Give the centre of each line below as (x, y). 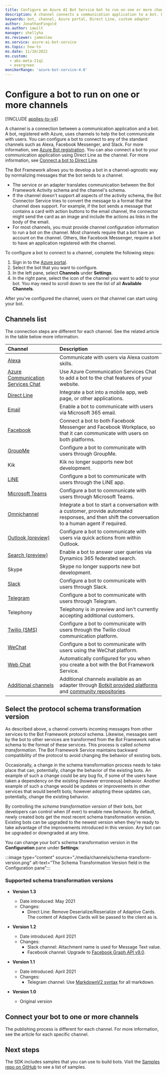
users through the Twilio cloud (95, 630)
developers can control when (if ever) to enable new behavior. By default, (80, 811)
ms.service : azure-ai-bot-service (41, 42)
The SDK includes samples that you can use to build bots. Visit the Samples (83, 1062)
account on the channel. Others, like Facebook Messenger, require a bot (86, 237)
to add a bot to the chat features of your (106, 378)
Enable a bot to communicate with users (106, 406)
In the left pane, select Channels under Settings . (62, 273)
